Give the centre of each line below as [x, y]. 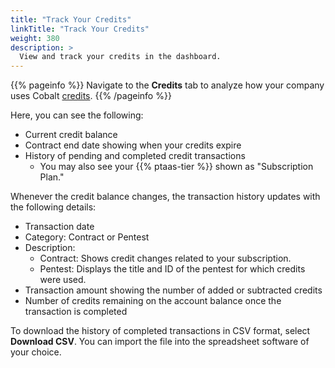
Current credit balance [71, 135]
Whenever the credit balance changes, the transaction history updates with [165, 197]
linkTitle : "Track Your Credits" [80, 29]
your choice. [36, 352]
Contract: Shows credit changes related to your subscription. [165, 258]
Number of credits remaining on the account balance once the [153, 301]
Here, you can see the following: [77, 115]
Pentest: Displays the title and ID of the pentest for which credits [172, 269]
